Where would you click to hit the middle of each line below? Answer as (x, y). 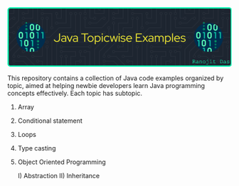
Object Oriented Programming (62, 162)
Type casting (37, 148)
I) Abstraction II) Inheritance (59, 175)
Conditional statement (50, 121)
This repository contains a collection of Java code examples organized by (116, 78)
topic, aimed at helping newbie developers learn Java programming (106, 85)
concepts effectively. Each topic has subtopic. (75, 93)
